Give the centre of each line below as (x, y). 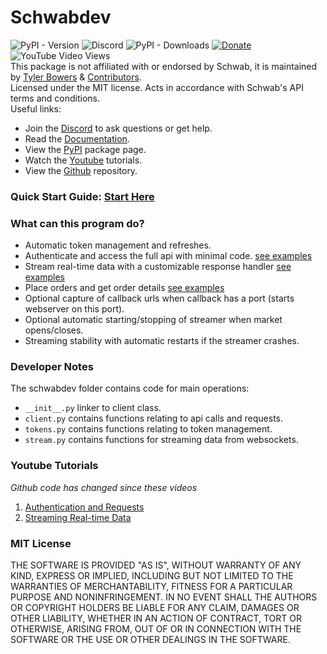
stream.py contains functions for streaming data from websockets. (161, 440)
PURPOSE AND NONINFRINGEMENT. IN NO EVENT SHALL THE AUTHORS (164, 597)
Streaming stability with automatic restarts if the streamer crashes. (162, 341)
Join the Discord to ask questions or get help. (118, 128)
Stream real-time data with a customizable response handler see (158, 267)
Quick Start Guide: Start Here (82, 196)
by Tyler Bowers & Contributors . (76, 77)
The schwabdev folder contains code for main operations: (130, 388)
